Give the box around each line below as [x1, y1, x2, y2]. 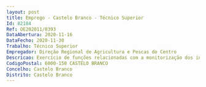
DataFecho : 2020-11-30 [6, 37, 64, 43]
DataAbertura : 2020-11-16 [6, 32, 72, 38]
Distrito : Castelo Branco [6, 72, 72, 78]
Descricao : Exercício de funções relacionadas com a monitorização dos [6, 55, 193, 61]
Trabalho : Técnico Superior [6, 43, 78, 50]
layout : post [6, 9, 40, 15]
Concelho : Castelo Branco [6, 66, 72, 72]
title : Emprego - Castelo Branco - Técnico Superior [6, 15, 144, 21]
